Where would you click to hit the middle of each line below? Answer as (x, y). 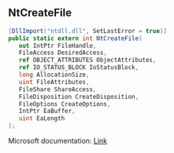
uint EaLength (42, 118)
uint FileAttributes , (54, 82)
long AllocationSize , (54, 75)
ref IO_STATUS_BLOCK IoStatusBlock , (79, 67)
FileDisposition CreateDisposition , (79, 97)
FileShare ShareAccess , (57, 89)
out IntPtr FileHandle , (57, 46)
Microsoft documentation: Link (58, 141)
